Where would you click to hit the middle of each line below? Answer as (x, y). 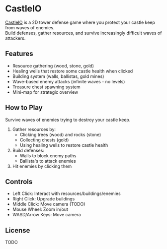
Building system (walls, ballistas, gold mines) (58, 76)
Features (19, 54)
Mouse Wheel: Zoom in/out (40, 209)
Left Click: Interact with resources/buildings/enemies (66, 193)
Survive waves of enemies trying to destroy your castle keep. (68, 120)
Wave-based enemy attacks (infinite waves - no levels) (69, 81)
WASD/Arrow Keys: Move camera (46, 215)
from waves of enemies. (30, 27)
